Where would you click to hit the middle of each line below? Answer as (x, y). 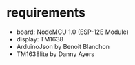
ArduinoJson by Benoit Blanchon (63, 46)
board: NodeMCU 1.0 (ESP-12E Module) (72, 32)
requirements (46, 13)
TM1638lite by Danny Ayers (55, 54)
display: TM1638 (40, 39)
